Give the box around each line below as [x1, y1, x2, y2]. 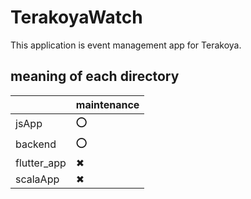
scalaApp [15, 172, 60, 186]
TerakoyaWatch [10, 6, 143, 29]
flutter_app [15, 156, 67, 170]
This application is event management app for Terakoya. [10, 39, 242, 51]
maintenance [75, 97, 140, 111]
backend [15, 137, 57, 151]
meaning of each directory [10, 68, 180, 85]
